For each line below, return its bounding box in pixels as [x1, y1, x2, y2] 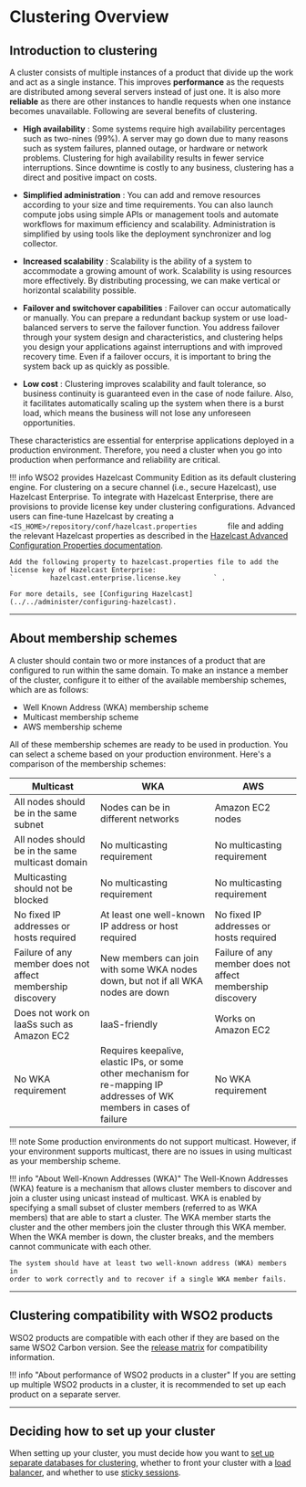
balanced [22, 322, 58, 332]
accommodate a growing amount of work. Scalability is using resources [22, 266, 292, 276]
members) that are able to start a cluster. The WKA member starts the [9, 1211, 271, 1222]
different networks [99, 812, 179, 825]
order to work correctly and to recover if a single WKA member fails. [9, 1274, 287, 1283]
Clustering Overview [9, 6, 169, 27]
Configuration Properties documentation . [9, 540, 164, 550]
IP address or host [99, 919, 178, 932]
